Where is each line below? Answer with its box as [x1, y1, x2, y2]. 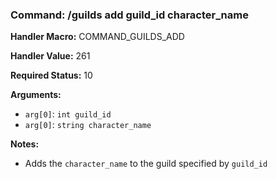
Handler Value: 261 [10, 50, 91, 62]
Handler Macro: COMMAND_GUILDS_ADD [10, 31, 185, 43]
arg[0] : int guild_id [24, 108, 112, 120]
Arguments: [10, 89, 62, 101]
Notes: [10, 138, 40, 150]
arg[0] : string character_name [24, 119, 152, 131]
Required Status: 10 [10, 69, 93, 82]
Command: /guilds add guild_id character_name [10, 8, 249, 22]
